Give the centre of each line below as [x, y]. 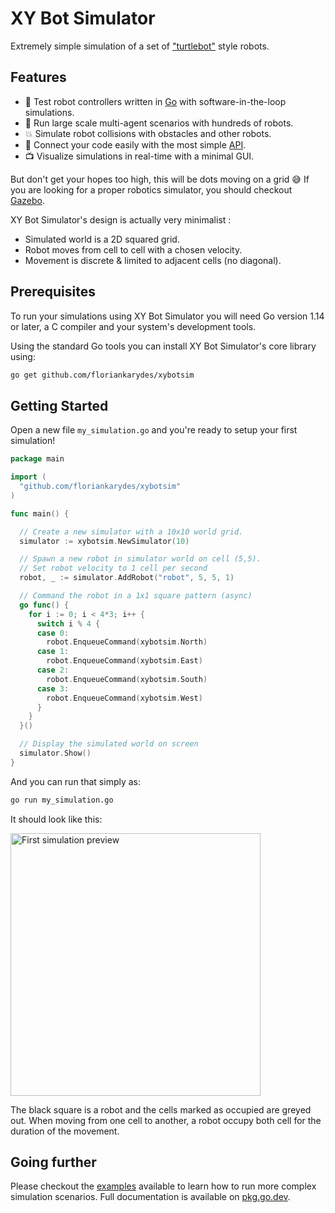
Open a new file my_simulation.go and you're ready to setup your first [154, 430]
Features [38, 77]
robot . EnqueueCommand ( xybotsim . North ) [127, 642]
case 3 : [53, 688]
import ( [28, 477]
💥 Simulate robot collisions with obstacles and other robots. [148, 133]
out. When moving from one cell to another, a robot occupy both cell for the [166, 1120]
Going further [53, 1162]
